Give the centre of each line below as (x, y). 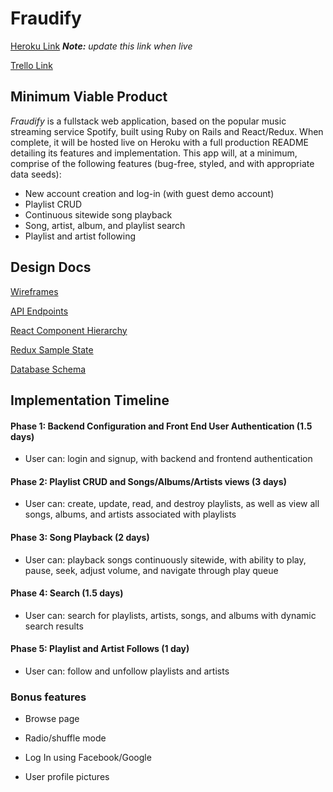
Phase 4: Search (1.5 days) (67, 593)
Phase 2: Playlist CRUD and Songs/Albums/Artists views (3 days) (148, 481)
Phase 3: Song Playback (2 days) (80, 537)
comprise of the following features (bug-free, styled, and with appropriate (162, 163)
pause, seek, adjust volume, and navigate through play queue (151, 570)
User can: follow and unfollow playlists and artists (127, 671)
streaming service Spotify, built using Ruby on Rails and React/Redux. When (167, 131)
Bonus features (48, 697)
